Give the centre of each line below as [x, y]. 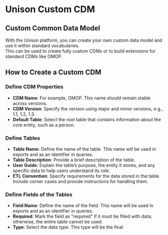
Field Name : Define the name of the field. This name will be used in [83, 206]
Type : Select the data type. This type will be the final [68, 227]
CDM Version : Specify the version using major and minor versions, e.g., [88, 109]
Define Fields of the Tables [39, 194]
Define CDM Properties [34, 87]
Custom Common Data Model [53, 28]
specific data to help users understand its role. [61, 171]
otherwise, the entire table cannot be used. [58, 222]
